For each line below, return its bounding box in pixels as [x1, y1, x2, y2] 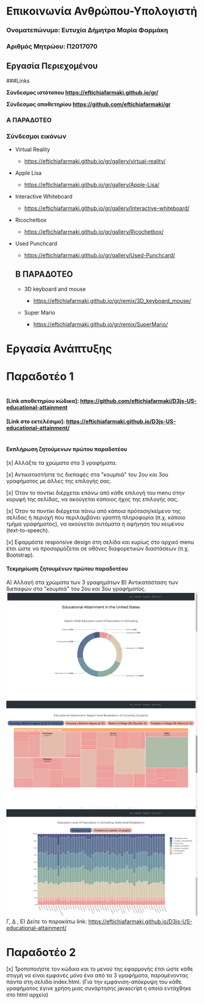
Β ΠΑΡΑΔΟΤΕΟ [15, 269, 73, 280]
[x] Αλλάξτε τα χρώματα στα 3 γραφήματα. [6, 459, 117, 466]
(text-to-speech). [6, 526, 50, 534]
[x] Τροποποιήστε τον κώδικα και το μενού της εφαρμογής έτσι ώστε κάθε [6, 965, 194, 972]
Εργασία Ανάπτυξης [6, 342, 112, 356]
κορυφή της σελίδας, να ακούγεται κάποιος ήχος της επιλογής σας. [6, 495, 179, 503]
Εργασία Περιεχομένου [6, 61, 98, 71]
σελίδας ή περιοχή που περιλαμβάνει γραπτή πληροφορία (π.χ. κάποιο [6, 514, 186, 521]
